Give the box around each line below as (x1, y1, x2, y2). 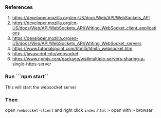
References (5, 4, 33, 11)
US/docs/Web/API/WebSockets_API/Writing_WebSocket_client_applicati (12, 25, 157, 31)
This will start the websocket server (5, 84, 77, 90)
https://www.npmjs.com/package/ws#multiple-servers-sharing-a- (12, 56, 145, 62)
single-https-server (12, 61, 52, 67)
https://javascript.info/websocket (12, 51, 79, 57)
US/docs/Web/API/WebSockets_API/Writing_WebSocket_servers (12, 41, 142, 46)
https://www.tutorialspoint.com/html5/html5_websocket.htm (12, 45, 133, 52)
